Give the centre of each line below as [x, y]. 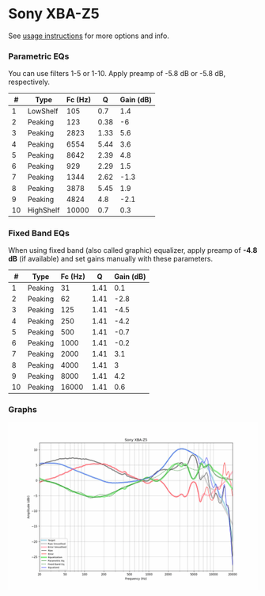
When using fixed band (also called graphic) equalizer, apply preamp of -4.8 [133, 250]
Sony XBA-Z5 [54, 14]
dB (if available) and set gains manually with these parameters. [111, 259]
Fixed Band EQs [39, 233]
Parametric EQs [39, 56]
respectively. [29, 82]
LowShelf [43, 111]
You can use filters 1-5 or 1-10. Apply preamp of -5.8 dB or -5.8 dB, [117, 74]
